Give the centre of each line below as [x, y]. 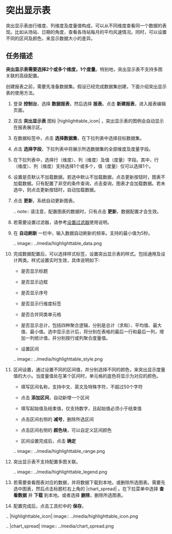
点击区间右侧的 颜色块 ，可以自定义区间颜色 [66, 430]
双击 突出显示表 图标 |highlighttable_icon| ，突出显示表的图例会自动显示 [89, 121]
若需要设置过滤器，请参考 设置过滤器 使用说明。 [62, 222]
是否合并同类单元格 [41, 314]
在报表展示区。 [29, 127]
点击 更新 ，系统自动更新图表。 [45, 200]
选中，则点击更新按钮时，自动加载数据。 [56, 190]
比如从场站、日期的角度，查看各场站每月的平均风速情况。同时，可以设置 [91, 32]
